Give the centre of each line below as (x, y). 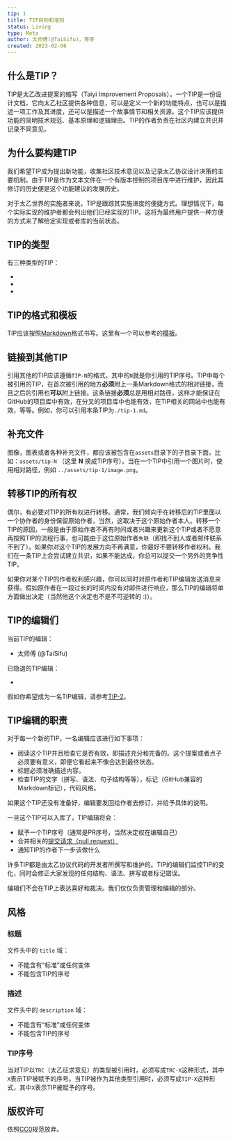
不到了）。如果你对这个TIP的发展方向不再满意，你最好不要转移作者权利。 (111, 547)
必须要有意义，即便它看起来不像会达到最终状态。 (87, 762)
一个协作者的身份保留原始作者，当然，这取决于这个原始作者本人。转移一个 (114, 520)
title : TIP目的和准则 (36, 20)
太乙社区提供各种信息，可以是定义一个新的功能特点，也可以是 (132, 102)
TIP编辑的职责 (38, 720)
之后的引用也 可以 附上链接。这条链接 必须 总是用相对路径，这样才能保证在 (116, 393)
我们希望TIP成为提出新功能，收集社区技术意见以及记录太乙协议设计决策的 (112, 171)
